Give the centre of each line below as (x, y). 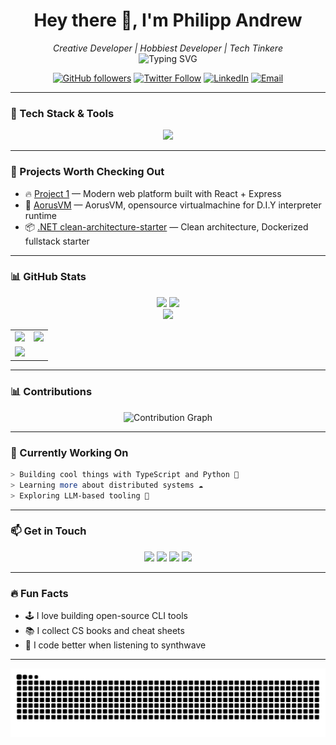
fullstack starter (57, 241)
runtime (41, 215)
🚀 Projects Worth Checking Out (87, 172)
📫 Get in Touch (48, 531)
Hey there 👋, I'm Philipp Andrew (168, 20)
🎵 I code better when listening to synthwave (115, 645)
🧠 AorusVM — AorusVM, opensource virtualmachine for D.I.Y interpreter (173, 205)
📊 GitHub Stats (48, 277)
